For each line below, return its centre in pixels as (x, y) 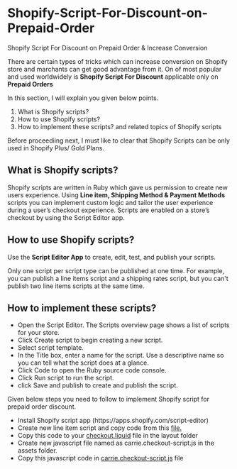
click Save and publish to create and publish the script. (98, 385)
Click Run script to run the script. (66, 378)
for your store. (39, 333)
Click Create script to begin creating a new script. (90, 340)
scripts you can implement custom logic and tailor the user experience (110, 202)
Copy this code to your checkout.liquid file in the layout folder (108, 436)
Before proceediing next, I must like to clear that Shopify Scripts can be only (119, 140)
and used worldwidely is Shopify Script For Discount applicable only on (113, 77)
